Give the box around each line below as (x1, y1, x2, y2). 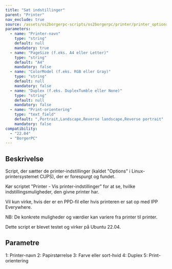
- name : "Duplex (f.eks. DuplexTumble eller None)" (10, 88, 123, 93)
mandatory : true (14, 45, 50, 51)
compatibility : (5, 126, 38, 131)
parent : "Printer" (5, 12, 45, 17)
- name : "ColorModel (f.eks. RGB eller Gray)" (10, 69, 111, 75)
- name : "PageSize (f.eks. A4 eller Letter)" (10, 50, 109, 55)
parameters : (5, 27, 31, 32)
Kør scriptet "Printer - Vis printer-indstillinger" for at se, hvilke (5, 183, 136, 189)
